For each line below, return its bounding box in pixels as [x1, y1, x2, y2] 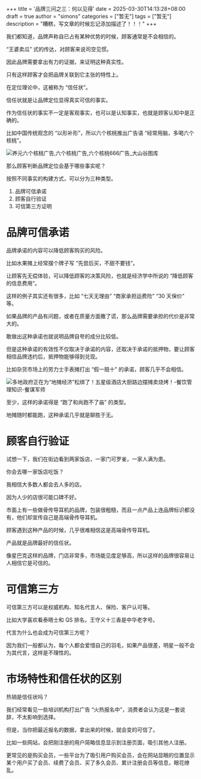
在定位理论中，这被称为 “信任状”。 [6, 84, 92, 91]
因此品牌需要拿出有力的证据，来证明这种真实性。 [6, 59, 127, 65]
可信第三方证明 [14, 203, 52, 209]
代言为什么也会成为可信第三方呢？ [6, 629, 90, 636]
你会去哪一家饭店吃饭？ [6, 468, 64, 475]
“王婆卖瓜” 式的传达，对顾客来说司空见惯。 [6, 45, 112, 53]
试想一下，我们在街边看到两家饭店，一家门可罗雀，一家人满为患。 [6, 455, 169, 462]
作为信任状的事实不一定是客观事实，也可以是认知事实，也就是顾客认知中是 [6, 109, 190, 116]
